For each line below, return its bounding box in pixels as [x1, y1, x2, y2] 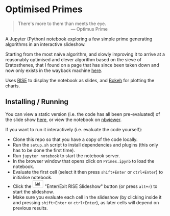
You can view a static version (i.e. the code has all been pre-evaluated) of [5, 111, 160, 117]
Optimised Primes [5, 4, 83, 15]
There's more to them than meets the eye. [17, 20, 106, 27]
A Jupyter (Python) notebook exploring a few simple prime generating [5, 36, 153, 42]
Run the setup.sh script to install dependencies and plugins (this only [12, 141, 158, 148]
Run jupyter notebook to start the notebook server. [12, 152, 120, 159]
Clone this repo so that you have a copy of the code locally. [12, 136, 138, 142]
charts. [5, 83, 20, 89]
